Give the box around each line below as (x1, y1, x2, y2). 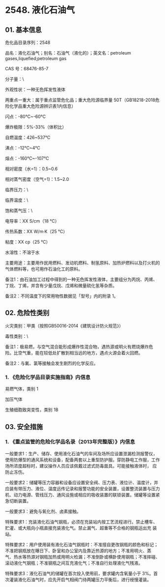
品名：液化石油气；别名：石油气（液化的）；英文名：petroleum (5, 50, 131, 56)
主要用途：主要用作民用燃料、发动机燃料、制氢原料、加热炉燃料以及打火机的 (5, 260, 160, 265)
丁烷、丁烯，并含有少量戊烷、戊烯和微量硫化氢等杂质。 (5, 283, 117, 288)
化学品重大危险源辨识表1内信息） (9, 103, 76, 109)
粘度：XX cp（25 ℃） (5, 239, 51, 245)
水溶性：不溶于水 (5, 249, 40, 255)
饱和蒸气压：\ (5, 207, 33, 213)
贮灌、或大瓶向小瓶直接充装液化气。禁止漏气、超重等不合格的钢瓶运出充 (5, 525, 151, 531)
